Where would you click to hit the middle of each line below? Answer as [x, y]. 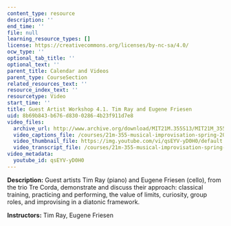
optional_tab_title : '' [41, 58]
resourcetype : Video [37, 97]
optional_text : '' [33, 65]
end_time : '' [26, 26]
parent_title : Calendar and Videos [58, 71]
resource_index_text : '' [43, 90]
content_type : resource [41, 13]
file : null [23, 33]
